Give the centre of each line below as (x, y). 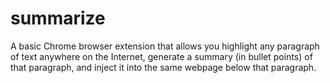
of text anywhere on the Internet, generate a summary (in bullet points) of (161, 56)
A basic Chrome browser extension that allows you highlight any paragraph (165, 46)
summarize (58, 18)
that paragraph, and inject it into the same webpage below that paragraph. (163, 67)
